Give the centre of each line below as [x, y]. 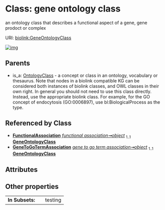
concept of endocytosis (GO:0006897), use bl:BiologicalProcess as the [86, 102]
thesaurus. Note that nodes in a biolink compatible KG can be [76, 80]
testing [53, 200]
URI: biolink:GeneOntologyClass [38, 38]
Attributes [21, 170]
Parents [18, 63]
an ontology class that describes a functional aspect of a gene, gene [76, 23]
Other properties [32, 186]
